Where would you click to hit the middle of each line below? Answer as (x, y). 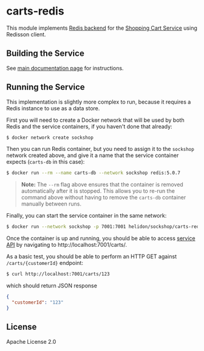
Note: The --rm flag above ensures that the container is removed (102, 185)
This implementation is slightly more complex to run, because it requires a (99, 102)
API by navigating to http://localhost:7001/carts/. (67, 245)
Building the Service (46, 54)
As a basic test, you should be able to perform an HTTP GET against (92, 256)
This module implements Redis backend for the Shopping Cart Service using (102, 28)
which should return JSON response (52, 286)
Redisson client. (26, 34)
